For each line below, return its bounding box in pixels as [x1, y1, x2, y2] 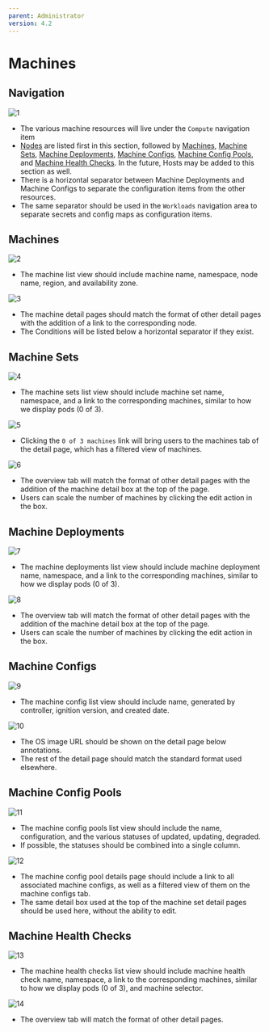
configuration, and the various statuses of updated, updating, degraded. [19, 832, 261, 841]
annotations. [19, 745, 62, 755]
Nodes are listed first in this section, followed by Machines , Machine [19, 141, 248, 150]
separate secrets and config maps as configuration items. [19, 209, 212, 219]
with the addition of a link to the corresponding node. [19, 318, 197, 328]
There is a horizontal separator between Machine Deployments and [19, 175, 245, 184]
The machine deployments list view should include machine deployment [19, 562, 261, 571]
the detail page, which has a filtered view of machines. [19, 444, 202, 454]
